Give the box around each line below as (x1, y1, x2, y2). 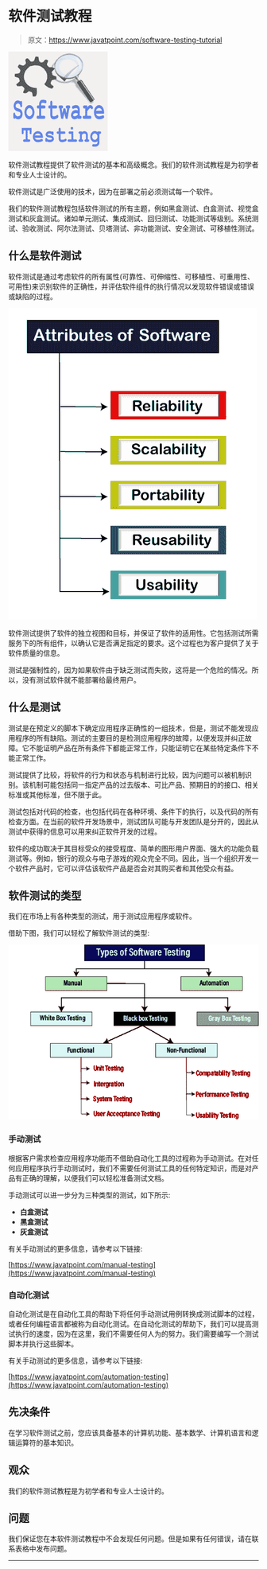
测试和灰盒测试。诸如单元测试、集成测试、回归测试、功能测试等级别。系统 (8, 213, 252, 223)
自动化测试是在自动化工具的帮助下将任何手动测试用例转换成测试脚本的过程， (8, 1309, 259, 1318)
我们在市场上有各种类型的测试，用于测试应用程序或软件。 (8, 912, 196, 921)
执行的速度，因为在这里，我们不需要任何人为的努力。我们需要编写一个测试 (14, 1329, 259, 1338)
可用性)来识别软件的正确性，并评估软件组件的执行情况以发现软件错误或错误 (8, 282, 255, 291)
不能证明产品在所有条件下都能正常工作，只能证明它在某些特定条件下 (29, 743, 252, 753)
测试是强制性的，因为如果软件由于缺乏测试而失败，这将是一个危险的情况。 (8, 665, 252, 675)
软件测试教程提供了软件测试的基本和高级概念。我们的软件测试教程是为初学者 (8, 160, 259, 169)
